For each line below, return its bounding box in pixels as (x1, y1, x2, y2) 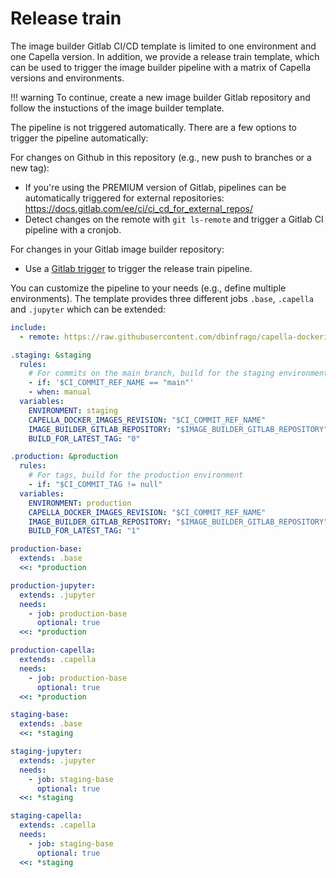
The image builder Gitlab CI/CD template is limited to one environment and (10, 40, 317, 52)
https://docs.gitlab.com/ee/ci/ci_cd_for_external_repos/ (24, 202, 254, 214)
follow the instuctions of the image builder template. (10, 102, 225, 114)
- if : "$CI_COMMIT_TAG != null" (28, 480, 163, 490)
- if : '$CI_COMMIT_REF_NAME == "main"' (28, 378, 195, 388)
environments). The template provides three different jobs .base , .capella (10, 292, 314, 304)
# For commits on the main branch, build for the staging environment (28, 368, 329, 379)
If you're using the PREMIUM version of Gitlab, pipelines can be (24, 181, 287, 193)
